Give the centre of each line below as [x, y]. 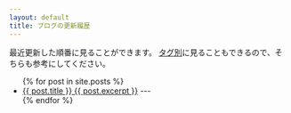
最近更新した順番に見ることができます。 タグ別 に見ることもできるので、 [142, 52]
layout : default [39, 17]
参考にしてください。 [72, 63]
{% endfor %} [48, 100]
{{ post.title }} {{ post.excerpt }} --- [86, 91]
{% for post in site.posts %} [73, 81]
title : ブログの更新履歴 [50, 26]
